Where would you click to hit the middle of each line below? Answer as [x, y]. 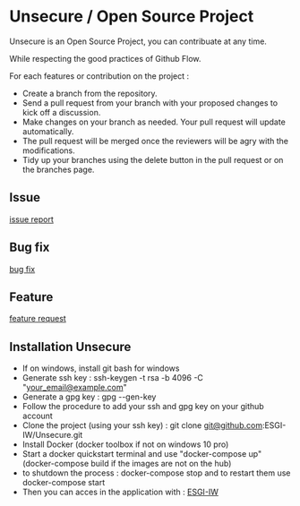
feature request [38, 319]
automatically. [48, 131]
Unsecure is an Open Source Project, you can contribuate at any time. [138, 41]
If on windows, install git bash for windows [101, 368]
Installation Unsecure [70, 347]
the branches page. [58, 169]
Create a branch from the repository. [90, 93]
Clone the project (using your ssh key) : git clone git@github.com [142, 425]
